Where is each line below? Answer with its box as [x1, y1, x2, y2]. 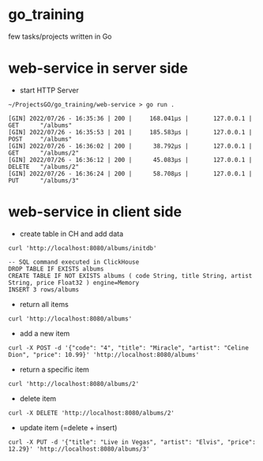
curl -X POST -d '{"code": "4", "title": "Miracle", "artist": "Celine [8, 343, 249, 352]
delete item [19, 393, 57, 403]
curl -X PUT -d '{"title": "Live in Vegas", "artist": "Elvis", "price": [8, 438, 257, 446]
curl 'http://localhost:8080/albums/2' [8, 380, 140, 388]
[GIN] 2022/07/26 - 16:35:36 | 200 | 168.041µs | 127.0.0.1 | [8, 114, 253, 122]
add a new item [19, 328, 70, 338]
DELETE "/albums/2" [8, 163, 80, 171]
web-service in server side [8, 59, 188, 77]
